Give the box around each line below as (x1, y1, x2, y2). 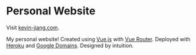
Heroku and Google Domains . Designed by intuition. (6, 42, 134, 49)
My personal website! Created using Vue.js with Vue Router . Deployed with (6, 35, 191, 42)
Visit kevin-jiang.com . (6, 24, 60, 31)
